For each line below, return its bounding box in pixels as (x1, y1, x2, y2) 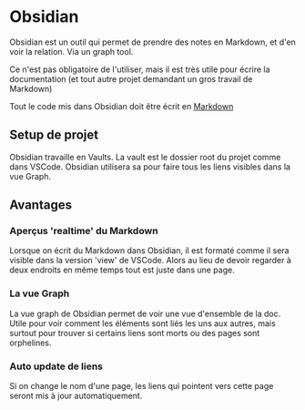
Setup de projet (9, 128, 99, 143)
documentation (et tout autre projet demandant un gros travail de (9, 73, 253, 84)
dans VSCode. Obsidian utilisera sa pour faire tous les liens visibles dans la (9, 161, 291, 172)
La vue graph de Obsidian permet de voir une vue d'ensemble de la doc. (9, 308, 281, 319)
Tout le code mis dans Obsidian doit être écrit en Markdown (9, 100, 234, 111)
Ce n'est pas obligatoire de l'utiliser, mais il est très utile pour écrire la (9, 64, 270, 75)
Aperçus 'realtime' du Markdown (9, 225, 158, 238)
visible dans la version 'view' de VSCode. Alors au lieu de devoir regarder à (9, 255, 291, 266)
